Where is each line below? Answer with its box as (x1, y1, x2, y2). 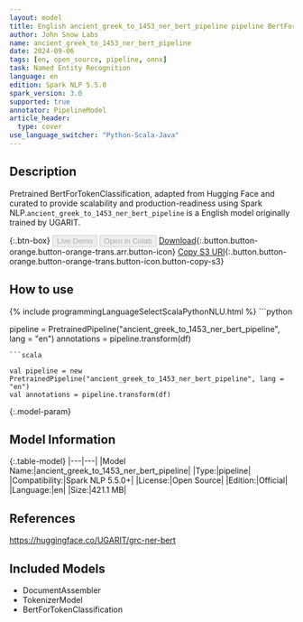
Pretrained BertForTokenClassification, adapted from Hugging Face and (9, 188, 275, 199)
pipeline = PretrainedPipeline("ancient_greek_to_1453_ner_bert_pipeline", (9, 323, 280, 334)
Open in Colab (103, 236, 152, 246)
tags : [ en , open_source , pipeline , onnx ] (9, 55, 168, 64)
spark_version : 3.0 (9, 88, 83, 97)
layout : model (9, 13, 63, 23)
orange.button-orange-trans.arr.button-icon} (9, 246, 176, 257)
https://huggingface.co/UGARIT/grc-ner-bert (9, 534, 176, 546)
